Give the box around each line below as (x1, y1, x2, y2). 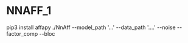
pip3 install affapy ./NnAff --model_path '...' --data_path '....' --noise (6, 24, 176, 31)
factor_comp (6, 30, 38, 37)
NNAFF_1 (6, 4, 52, 18)
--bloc (39, 30, 55, 37)
